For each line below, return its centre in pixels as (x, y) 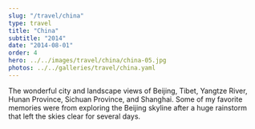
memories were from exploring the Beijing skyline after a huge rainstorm (127, 107)
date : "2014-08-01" (41, 46)
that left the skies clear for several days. (75, 116)
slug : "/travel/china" (46, 16)
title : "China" (34, 30)
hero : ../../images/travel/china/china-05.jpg (87, 61)
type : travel (30, 23)
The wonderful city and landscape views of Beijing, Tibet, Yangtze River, (128, 91)
